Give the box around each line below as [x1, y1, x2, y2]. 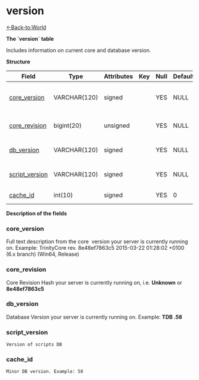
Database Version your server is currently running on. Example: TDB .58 [6, 313, 182, 320]
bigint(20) [53, 121, 82, 130]
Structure [6, 58, 31, 65]
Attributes [103, 72, 133, 80]
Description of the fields [6, 210, 67, 217]
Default [172, 72, 194, 80]
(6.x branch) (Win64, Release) [6, 250, 80, 258]
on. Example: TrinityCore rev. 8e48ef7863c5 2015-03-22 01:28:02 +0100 [6, 244, 185, 252]
